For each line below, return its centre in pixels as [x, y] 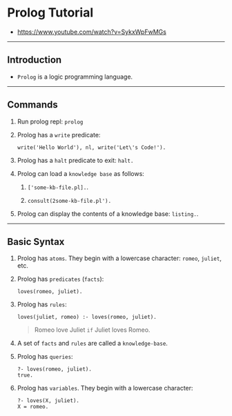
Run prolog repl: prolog [50, 121]
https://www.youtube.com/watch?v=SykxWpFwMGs [92, 32]
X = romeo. [33, 407]
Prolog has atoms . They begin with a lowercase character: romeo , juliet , [119, 258]
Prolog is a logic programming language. [75, 77]
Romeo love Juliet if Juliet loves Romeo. [92, 330]
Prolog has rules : [42, 304]
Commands [33, 105]
